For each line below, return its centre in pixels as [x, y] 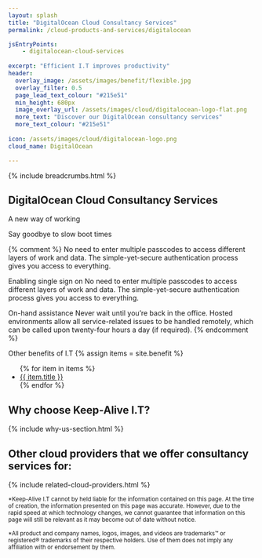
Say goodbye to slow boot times [60, 234]
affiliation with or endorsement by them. [62, 547]
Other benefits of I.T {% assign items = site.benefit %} [96, 353]
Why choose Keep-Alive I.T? [79, 410]
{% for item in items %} [57, 369]
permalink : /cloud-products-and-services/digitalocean [100, 30]
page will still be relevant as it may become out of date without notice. [102, 520]
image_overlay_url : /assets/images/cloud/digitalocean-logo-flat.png [131, 110]
